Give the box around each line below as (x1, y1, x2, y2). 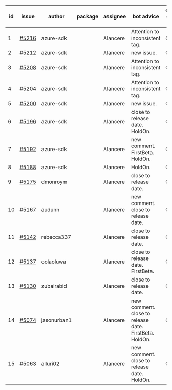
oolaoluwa (41, 258, 67, 265)
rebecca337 (41, 234, 72, 240)
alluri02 (41, 360, 60, 367)
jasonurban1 (41, 317, 72, 323)
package (76, 13, 99, 20)
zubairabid (41, 283, 67, 289)
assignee (103, 13, 126, 20)
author (48, 13, 65, 20)
